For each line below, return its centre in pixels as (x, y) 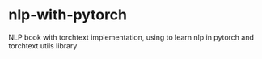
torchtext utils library (43, 45)
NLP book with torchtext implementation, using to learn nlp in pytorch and (131, 37)
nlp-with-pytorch (68, 15)
